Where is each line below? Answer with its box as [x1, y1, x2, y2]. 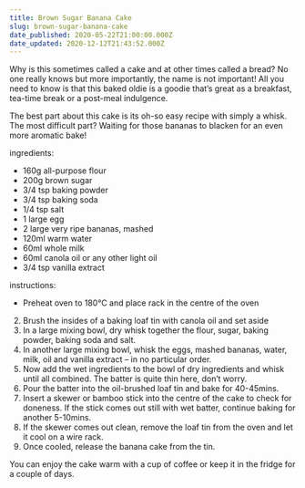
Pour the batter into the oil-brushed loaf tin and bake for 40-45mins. [22, 383, 280, 394]
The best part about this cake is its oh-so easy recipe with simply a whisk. [9, 110, 288, 121]
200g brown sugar [22, 175, 93, 186]
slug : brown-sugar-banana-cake [9, 22, 128, 31]
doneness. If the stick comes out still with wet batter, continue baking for [22, 402, 296, 413]
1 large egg [22, 213, 65, 224]
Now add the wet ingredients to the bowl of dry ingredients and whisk [22, 364, 285, 375]
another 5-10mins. [22, 412, 92, 423]
